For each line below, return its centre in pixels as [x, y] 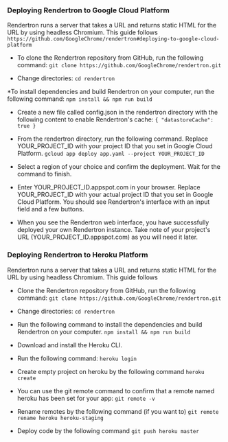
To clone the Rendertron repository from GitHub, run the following [110, 58]
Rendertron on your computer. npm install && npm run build [104, 331]
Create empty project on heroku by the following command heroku [111, 371]
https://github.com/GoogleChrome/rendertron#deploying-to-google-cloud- [113, 39]
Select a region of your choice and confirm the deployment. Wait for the [119, 167]
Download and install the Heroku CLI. [69, 345]
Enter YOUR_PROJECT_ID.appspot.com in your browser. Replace [109, 187]
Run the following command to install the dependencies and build [110, 324]
